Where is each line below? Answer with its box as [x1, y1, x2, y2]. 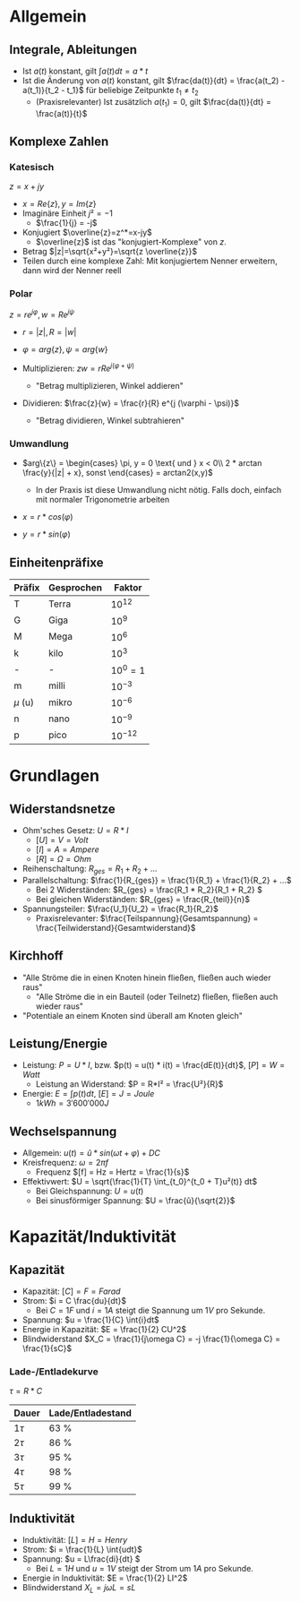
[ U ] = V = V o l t [35, 834, 89, 845]
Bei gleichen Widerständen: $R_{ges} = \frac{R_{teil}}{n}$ [35, 893, 251, 904]
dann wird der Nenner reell [21, 265, 122, 276]
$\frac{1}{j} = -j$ [35, 218, 98, 228]
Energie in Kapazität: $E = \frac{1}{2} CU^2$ [21, 1324, 187, 1335]
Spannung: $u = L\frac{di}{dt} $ [21, 1554, 141, 1564]
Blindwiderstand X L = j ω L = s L [21, 1582, 136, 1596]
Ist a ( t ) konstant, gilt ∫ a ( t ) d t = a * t [21, 65, 149, 76]
